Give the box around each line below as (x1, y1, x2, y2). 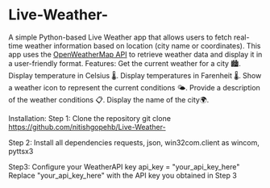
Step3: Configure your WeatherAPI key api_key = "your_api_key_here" (8, 161, 240, 171)
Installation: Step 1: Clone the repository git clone (8, 113, 172, 123)
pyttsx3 (8, 146, 34, 156)
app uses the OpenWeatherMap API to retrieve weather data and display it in (8, 49, 263, 59)
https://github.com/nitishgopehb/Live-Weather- (8, 122, 167, 132)
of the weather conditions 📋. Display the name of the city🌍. (8, 94, 210, 104)
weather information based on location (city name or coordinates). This (24, 40, 261, 50)
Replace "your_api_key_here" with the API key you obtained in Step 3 (8, 170, 238, 180)
